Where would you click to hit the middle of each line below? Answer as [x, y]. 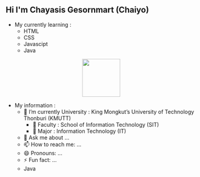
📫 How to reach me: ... [52, 144]
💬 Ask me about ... [46, 137]
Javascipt [35, 44]
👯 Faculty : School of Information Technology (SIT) [96, 124]
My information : [35, 105]
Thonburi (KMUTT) [47, 118]
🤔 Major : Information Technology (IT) [79, 131]
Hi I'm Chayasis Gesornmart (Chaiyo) [77, 10]
